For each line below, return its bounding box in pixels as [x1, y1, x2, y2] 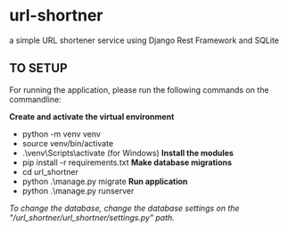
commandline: [9, 94, 62, 104]
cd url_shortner [21, 166, 78, 177]
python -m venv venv [21, 128, 101, 139]
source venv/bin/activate [21, 137, 114, 148]
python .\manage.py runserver [21, 185, 135, 196]
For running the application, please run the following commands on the [9, 84, 269, 95]
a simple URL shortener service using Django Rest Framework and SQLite [9, 35, 279, 46]
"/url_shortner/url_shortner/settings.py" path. [9, 211, 176, 223]
